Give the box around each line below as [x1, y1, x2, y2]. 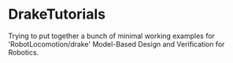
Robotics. [8, 47, 39, 57]
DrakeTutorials [8, 5, 106, 23]
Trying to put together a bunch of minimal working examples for [8, 31, 215, 40]
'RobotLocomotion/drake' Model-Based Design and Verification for [8, 39, 225, 48]
